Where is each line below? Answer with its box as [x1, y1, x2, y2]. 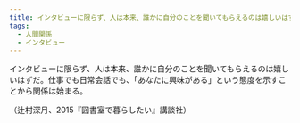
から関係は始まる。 [16, 86, 87, 96]
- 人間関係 [17, 29, 53, 38]
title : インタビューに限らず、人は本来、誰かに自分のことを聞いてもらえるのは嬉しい [9, 12, 282, 22]
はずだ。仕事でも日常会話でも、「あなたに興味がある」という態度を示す [16, 75, 279, 86]
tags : [9, 21, 29, 30]
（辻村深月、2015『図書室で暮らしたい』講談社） [9, 104, 192, 116]
